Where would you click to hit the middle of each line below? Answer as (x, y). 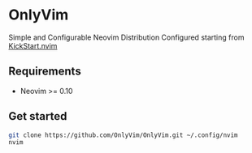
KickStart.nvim (33, 45)
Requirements (45, 72)
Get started (38, 116)
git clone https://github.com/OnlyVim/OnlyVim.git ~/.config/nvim (123, 135)
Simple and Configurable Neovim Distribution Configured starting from (126, 37)
